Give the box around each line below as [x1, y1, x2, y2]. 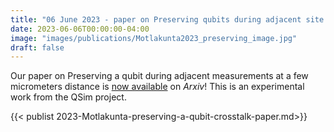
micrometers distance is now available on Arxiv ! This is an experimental [10, 81, 305, 93]
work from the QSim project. [10, 91, 127, 103]
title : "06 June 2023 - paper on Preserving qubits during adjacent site [10, 14, 325, 25]
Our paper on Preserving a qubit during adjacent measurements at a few [10, 70, 309, 82]
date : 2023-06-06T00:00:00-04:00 [10, 24, 150, 34]
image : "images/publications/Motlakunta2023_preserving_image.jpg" [10, 33, 298, 43]
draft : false [10, 42, 65, 53]
